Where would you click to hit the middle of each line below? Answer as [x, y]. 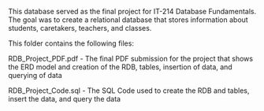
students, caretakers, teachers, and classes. [80, 28]
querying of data [35, 75]
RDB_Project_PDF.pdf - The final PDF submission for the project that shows [131, 59]
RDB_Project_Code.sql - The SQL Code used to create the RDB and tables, [129, 91]
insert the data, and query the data [64, 99]
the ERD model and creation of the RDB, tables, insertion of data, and [120, 67]
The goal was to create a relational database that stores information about [128, 20]
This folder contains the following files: [71, 43]
